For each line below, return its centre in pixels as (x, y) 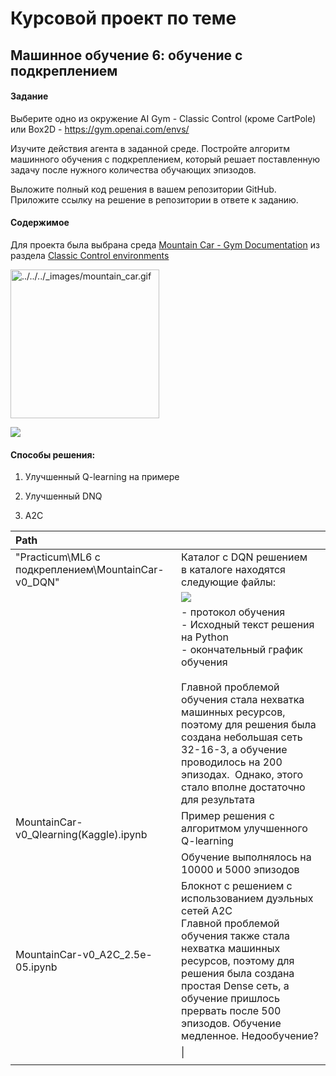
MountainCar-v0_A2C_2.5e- (84, 955)
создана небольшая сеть (242, 737)
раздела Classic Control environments (90, 255)
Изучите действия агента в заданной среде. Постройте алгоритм (150, 148)
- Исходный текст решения (248, 625)
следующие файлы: (229, 582)
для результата (218, 800)
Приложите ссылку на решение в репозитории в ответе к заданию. (154, 199)
